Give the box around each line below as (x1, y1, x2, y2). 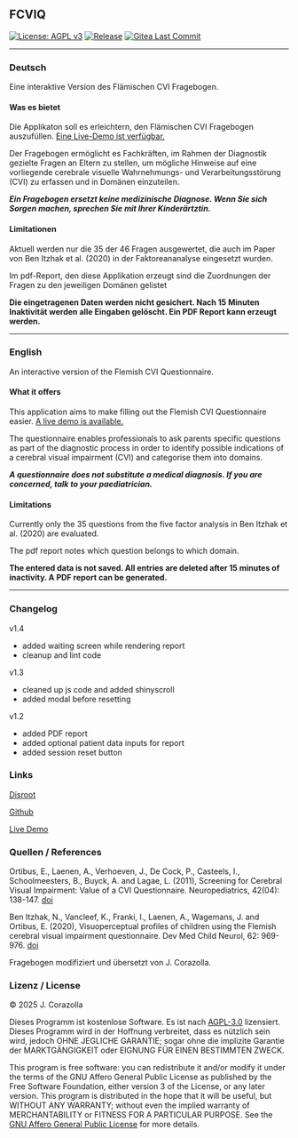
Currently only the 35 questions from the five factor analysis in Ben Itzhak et (9, 519, 288, 530)
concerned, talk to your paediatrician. (9, 479, 153, 490)
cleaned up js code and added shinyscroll (21, 684, 175, 694)
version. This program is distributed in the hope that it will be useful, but (9, 1091, 272, 1102)
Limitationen (9, 223, 57, 234)
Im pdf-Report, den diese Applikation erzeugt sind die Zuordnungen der (9, 270, 271, 281)
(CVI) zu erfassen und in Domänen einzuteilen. (9, 177, 180, 188)
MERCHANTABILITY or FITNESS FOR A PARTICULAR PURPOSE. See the (9, 1110, 273, 1120)
